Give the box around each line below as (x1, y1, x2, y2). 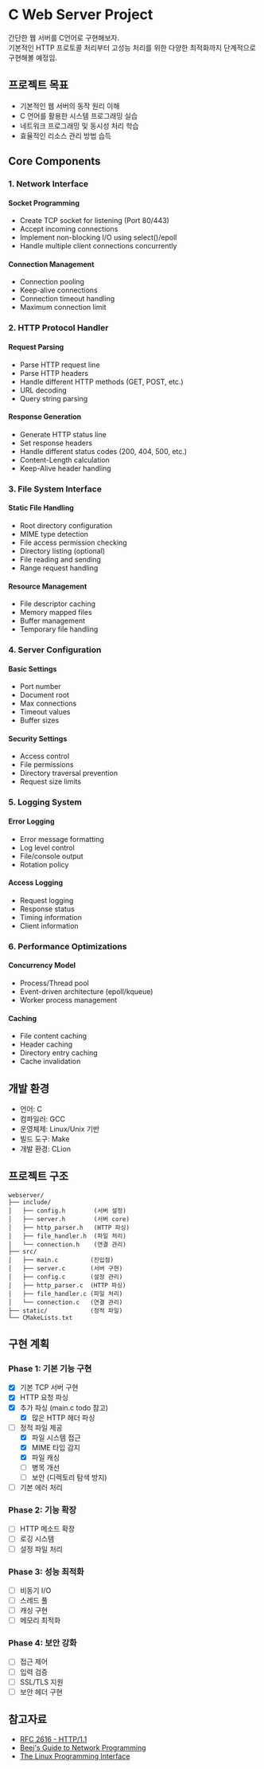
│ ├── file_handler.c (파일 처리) (8, 1290, 123, 1297)
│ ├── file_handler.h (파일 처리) (8, 1232, 127, 1240)
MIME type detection (19, 529, 89, 538)
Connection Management (8, 259, 95, 268)
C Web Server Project (8, 6, 153, 24)
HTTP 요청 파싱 (19, 1392, 69, 1403)
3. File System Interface (8, 483, 102, 495)
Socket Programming (8, 198, 80, 208)
